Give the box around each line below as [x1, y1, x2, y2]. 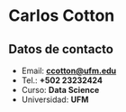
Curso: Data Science [21, 85, 100, 95]
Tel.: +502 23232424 [21, 75, 103, 86]
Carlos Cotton [8, 5, 115, 26]
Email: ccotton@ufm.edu [21, 65, 117, 76]
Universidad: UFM [21, 94, 89, 105]
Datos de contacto [8, 42, 114, 57]
